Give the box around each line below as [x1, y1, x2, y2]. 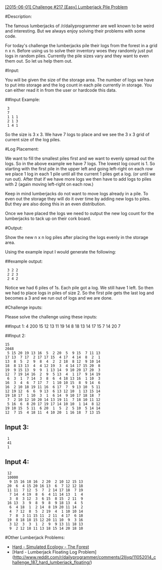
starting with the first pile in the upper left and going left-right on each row [5, 166, 153, 171]
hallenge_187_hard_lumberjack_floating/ [12, 559, 91, 565]
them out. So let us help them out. [5, 58, 73, 64]
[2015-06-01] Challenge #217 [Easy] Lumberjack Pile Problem [5, 4, 128, 10]
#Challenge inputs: [5, 304, 43, 310]
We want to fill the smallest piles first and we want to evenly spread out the [5, 155, 155, 161]
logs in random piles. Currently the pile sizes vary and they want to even [5, 53, 149, 59]
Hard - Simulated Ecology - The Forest [12, 544, 89, 550]
